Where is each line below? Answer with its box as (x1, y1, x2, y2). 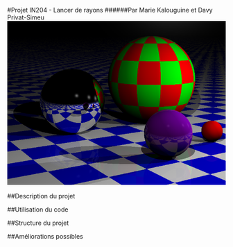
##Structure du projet (7, 219, 69, 227)
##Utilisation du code (7, 205, 69, 214)
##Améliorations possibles (7, 232, 83, 240)
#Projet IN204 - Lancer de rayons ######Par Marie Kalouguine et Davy (7, 6, 213, 14)
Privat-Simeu (7, 13, 45, 22)
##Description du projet (7, 192, 76, 200)
